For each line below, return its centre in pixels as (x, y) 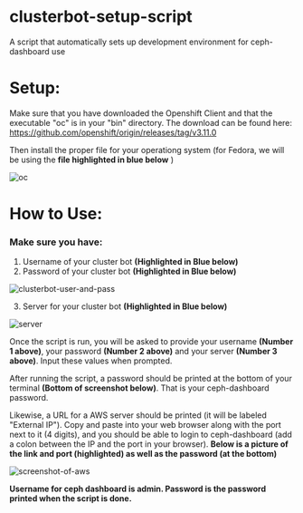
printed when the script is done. (71, 498)
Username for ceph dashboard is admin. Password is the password (138, 489)
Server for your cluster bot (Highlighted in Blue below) (125, 306)
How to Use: (56, 214)
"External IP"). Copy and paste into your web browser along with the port (146, 425)
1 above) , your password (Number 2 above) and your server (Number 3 (143, 352)
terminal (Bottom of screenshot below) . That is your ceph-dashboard (139, 388)
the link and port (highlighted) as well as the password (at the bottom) (143, 454)
